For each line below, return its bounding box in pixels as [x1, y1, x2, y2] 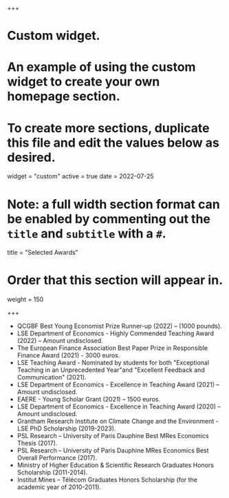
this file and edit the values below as [7, 135, 220, 150]
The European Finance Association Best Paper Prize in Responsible [17, 344, 208, 352]
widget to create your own [7, 74, 160, 90]
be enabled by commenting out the [7, 211, 211, 227]
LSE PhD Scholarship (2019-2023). [17, 424, 116, 433]
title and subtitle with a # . [7, 225, 166, 241]
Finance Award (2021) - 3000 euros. [17, 351, 120, 360]
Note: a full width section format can [7, 196, 220, 212]
